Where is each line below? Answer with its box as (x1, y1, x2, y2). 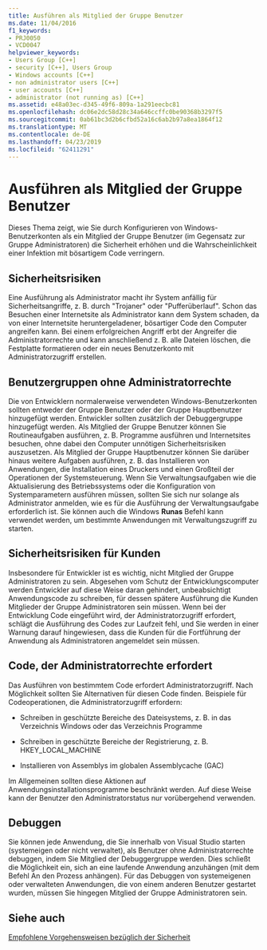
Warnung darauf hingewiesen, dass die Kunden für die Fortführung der (8, 627, 241, 637)
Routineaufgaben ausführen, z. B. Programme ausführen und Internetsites (8, 430, 251, 440)
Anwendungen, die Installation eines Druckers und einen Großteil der (8, 464, 235, 473)
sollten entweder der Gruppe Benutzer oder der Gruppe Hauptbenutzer (8, 405, 242, 414)
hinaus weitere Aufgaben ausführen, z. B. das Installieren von (8, 456, 210, 465)
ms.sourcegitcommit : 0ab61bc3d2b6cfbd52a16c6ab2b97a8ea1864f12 (8, 116, 223, 124)
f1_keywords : (8, 26, 52, 34)
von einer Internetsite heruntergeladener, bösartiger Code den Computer (8, 319, 247, 328)
